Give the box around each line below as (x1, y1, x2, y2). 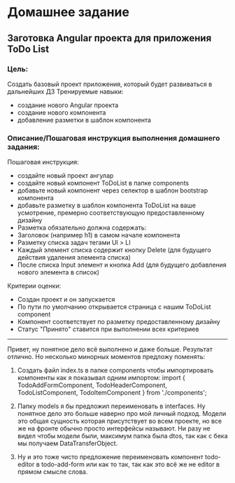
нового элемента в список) (17, 268, 100, 276)
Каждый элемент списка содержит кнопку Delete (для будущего (17, 246, 211, 254)
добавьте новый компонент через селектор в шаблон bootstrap (17, 186, 208, 195)
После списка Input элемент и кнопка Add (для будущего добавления (17, 260, 227, 269)
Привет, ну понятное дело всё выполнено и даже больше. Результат (7, 345, 213, 353)
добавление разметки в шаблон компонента (17, 115, 152, 124)
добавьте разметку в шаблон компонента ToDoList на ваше (17, 201, 196, 210)
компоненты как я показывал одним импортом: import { (17, 374, 185, 382)
